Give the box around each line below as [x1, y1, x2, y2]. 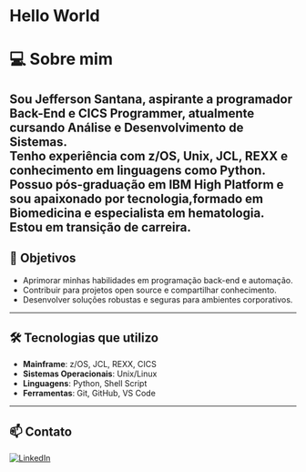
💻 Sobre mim [9, 49, 114, 69]
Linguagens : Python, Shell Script [22, 378, 148, 389]
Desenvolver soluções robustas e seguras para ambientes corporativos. [22, 293, 293, 305]
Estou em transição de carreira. [9, 220, 191, 235]
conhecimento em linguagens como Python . [9, 162, 266, 178]
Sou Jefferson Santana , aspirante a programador [9, 91, 293, 107]
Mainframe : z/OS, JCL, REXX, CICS [22, 359, 158, 370]
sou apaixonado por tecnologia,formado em [9, 190, 264, 206]
